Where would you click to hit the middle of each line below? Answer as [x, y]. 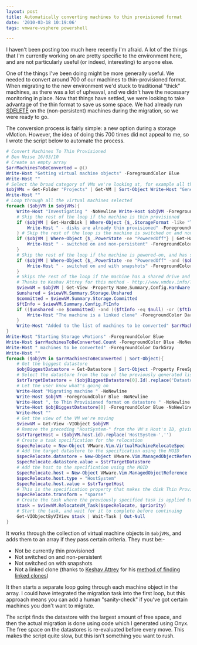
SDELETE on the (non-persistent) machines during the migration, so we [92, 111]
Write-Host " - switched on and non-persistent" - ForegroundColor [110, 244]
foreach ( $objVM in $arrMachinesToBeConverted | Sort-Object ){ [85, 359]
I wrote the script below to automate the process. [65, 141]
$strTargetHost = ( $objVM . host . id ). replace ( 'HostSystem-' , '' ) [94, 435]
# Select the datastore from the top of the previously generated [99, 375]
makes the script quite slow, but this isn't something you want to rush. [90, 636]
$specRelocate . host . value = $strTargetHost [71, 484]
